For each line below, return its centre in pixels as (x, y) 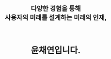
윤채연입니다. (56, 50)
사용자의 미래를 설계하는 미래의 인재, (56, 18)
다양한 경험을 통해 (56, 9)
